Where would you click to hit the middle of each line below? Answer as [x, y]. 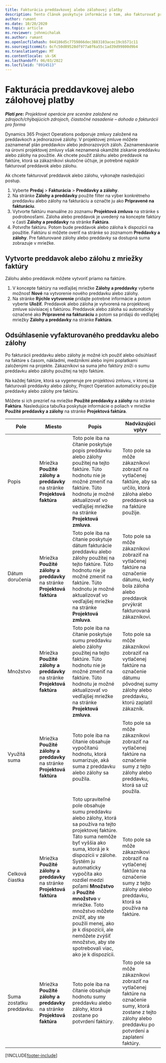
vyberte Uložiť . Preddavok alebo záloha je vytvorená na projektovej [81, 304]
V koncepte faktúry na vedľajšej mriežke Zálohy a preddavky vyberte [83, 288]
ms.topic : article [24, 28]
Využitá [17, 754]
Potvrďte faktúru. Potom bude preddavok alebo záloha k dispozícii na [83, 227]
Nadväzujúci [140, 424]
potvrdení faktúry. [93, 1021]
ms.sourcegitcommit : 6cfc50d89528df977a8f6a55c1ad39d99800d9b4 [72, 47]
